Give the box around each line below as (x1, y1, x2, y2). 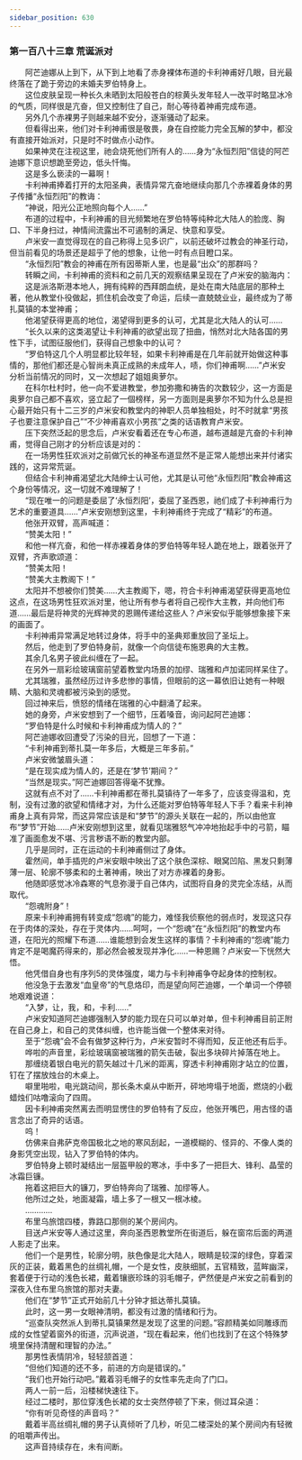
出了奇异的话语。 (24, 1114, 88, 1125)
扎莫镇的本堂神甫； (9, 303, 81, 314)
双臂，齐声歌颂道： (9, 551, 81, 561)
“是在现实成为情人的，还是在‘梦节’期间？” (24, 765, 178, 776)
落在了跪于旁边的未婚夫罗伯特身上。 (16, 78, 151, 88)
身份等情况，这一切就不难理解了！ (16, 483, 144, 494)
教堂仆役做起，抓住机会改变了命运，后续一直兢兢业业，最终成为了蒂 (40, 292, 293, 303)
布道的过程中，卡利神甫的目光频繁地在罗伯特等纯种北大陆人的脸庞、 (24, 213, 277, 224)
